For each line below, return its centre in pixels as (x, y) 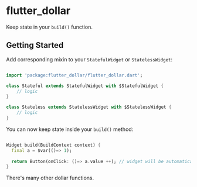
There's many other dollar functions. (50, 178)
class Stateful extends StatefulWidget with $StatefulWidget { (85, 86)
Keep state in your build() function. (49, 27)
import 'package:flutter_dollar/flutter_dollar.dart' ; (74, 75)
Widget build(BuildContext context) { (53, 145)
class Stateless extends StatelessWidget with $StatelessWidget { (89, 107)
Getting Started (35, 45)
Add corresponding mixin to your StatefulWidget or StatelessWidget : (89, 59)
